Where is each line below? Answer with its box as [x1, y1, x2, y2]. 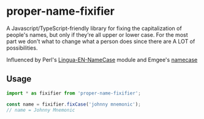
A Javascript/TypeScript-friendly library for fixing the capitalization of [6, 25, 182, 32]
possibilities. [6, 44, 38, 52]
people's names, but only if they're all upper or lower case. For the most [6, 31, 188, 38]
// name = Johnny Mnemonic [6, 107, 75, 113]
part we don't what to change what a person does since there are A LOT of [6, 37, 195, 45]
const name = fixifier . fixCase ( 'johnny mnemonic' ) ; [6, 101, 141, 107]
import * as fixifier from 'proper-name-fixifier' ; [6, 90, 141, 96]
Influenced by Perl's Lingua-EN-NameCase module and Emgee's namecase [6, 56, 198, 63]
